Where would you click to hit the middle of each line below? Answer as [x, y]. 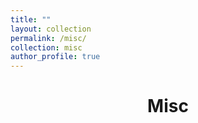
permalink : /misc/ [48, 38]
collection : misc [46, 47]
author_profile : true [55, 57]
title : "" [31, 19]
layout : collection [51, 29]
